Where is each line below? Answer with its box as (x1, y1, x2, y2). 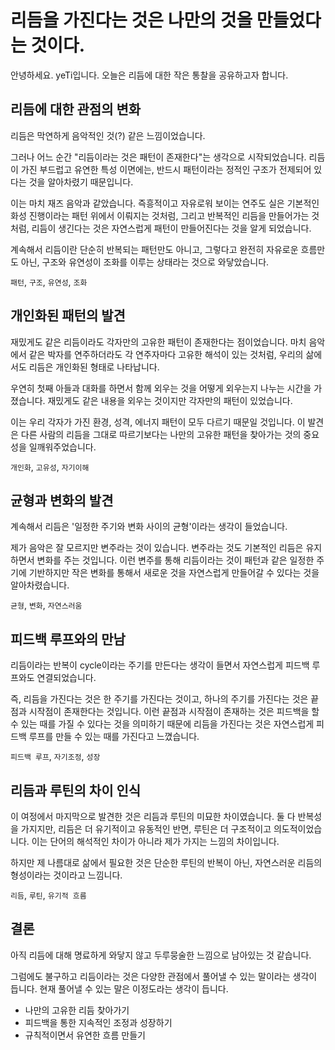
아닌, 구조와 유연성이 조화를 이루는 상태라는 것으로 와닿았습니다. (20, 256, 270, 268)
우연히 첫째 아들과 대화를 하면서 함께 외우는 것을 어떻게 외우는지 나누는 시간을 (10, 382, 312, 394)
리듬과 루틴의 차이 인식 (10, 782, 142, 799)
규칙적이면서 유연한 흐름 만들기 (24, 1029, 146, 1041)
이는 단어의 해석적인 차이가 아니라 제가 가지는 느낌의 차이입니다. (31, 836, 280, 847)
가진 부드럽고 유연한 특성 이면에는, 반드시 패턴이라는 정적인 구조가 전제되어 (20, 163, 312, 175)
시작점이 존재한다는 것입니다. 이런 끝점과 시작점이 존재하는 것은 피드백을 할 (28, 706, 320, 718)
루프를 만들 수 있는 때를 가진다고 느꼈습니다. (28, 731, 200, 743)
